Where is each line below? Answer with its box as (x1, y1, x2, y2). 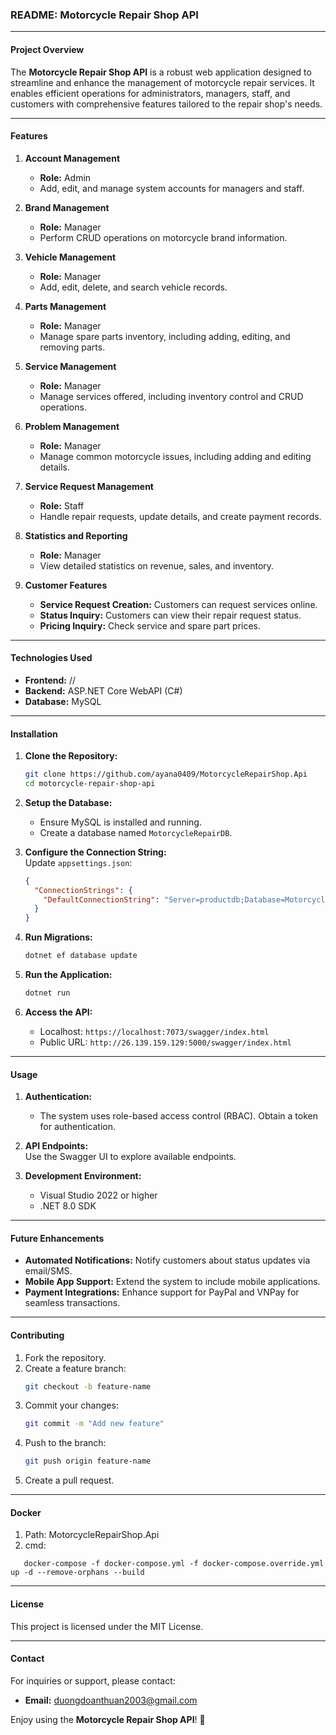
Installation (10, 728, 58, 740)
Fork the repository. (24, 1351, 107, 1363)
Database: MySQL (24, 695, 102, 707)
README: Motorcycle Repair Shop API (10, 8, 199, 22)
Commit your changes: (24, 1399, 119, 1412)
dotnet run (24, 988, 71, 998)
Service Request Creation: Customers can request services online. (39, 598, 318, 610)
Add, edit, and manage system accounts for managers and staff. (39, 182, 305, 194)
